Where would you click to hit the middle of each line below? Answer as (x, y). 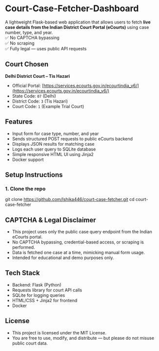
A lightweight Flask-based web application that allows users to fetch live (78, 22)
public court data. (30, 343)
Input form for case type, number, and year (55, 133)
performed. (23, 247)
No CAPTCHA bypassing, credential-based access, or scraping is (78, 242)
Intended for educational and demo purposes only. (63, 258)
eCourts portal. (27, 237)
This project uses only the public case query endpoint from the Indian (82, 232)
